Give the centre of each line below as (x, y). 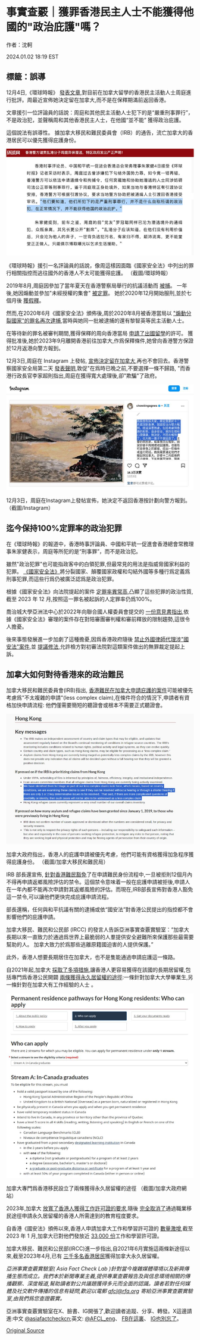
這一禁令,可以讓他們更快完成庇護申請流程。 (59, 896)
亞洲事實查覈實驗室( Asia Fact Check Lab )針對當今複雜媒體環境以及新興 (95, 1269)
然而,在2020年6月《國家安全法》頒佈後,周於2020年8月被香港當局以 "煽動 (96, 313)
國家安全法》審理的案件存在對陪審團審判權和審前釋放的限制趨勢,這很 (101, 619)
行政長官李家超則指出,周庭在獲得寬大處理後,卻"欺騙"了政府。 (86, 375)
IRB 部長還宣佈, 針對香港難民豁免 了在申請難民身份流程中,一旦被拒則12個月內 (99, 874)
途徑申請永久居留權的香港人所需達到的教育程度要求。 (76, 1216)
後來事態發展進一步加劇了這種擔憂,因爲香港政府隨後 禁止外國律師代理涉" (95, 639)
